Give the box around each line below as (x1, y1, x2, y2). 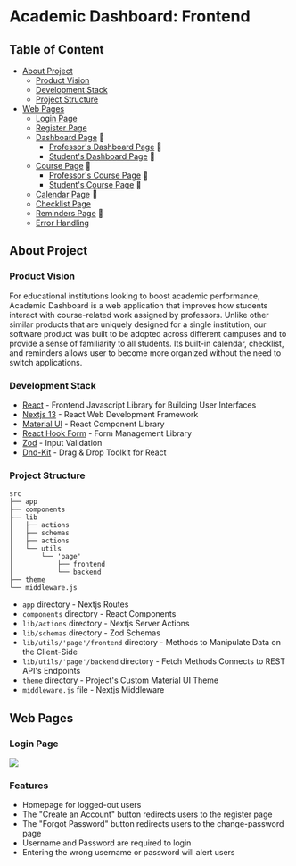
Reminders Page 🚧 (35, 208, 104, 218)
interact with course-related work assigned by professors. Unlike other (9, 309, 269, 320)
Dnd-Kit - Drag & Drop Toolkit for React (21, 447, 167, 458)
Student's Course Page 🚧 (48, 180, 142, 189)
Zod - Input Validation (21, 437, 103, 448)
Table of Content (9, 42, 104, 57)
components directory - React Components (21, 609, 177, 619)
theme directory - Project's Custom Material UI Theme (21, 675, 219, 685)
